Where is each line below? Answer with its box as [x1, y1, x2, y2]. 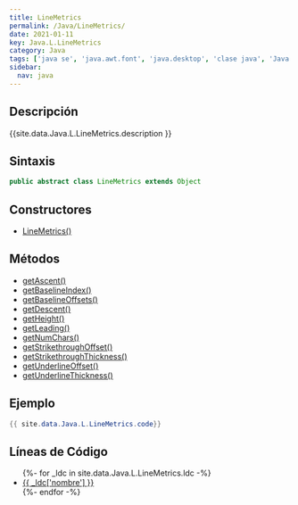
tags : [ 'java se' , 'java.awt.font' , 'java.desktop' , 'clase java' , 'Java [9, 54, 290, 63]
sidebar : [9, 63, 42, 72]
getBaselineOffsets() [21, 294, 98, 304]
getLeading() [21, 322, 70, 333]
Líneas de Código [9, 443, 109, 459]
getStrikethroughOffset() [21, 341, 113, 352]
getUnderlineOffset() [21, 360, 99, 371]
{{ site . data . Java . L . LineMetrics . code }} [9, 419, 162, 428]
